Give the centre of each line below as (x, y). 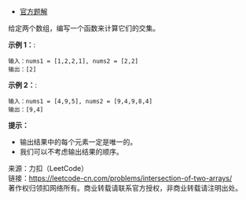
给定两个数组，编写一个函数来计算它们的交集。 (84, 28)
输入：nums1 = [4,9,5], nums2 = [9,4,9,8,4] (81, 101)
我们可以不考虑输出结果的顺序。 (71, 152)
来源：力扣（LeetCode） (48, 168)
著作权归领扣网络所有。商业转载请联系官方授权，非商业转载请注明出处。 (125, 188)
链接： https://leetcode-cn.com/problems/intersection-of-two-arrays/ (120, 178)
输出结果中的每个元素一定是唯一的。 (78, 142)
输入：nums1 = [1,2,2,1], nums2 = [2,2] (73, 61)
